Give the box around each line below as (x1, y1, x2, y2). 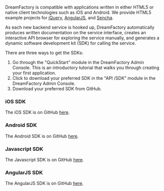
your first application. (12, 70, 56, 76)
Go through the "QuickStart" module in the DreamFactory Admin (12, 60, 144, 65)
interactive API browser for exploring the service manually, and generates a (5, 35, 160, 41)
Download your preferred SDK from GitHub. (12, 86, 102, 91)
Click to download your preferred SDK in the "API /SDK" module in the (12, 75, 156, 81)
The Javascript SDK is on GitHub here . (5, 156, 84, 163)
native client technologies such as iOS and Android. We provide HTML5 (5, 9, 152, 15)
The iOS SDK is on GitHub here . (5, 109, 70, 116)
